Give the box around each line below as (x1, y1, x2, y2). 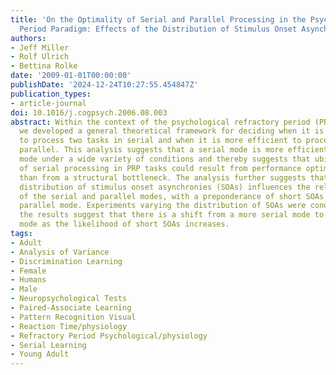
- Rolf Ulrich (10, 52, 70, 62)
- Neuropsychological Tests (10, 294, 128, 304)
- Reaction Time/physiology (10, 321, 128, 331)
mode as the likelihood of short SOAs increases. (19, 219, 230, 230)
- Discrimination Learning (10, 256, 123, 266)
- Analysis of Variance (10, 247, 110, 257)
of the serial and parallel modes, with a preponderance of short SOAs (19, 191, 325, 201)
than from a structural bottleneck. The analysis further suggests (19, 172, 307, 183)
